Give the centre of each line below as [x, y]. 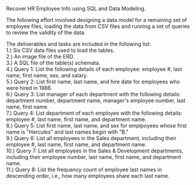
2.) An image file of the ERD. [40, 56]
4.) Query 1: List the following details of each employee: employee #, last [94, 69]
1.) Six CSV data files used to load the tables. [60, 50]
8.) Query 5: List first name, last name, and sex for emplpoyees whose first [97, 126]
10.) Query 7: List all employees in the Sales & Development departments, [95, 151]
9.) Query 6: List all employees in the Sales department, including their [91, 138]
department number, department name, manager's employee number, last [96, 100]
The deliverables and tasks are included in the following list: [79, 44]
